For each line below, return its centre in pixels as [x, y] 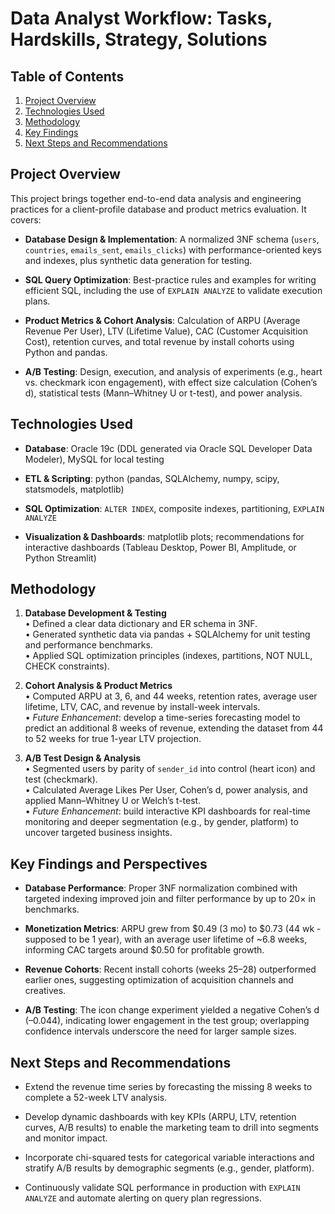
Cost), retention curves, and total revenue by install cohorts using [159, 341]
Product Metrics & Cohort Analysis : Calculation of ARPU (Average [162, 320]
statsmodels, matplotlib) [74, 489]
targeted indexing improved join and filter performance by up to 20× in [170, 899]
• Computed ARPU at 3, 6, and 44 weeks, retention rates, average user [171, 696]
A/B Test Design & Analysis [83, 758]
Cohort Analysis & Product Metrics [98, 686]
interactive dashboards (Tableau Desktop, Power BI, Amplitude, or [160, 547]
